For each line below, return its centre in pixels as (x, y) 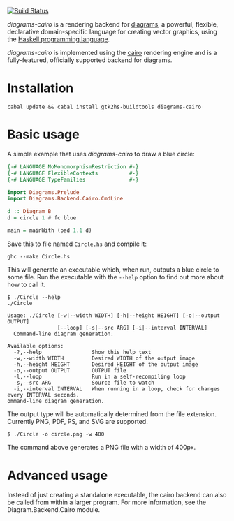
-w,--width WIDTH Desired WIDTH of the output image (104, 358)
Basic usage (43, 134)
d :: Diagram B (29, 212)
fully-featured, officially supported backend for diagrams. (90, 60)
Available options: (36, 346)
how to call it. (27, 284)
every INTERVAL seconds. (43, 395)
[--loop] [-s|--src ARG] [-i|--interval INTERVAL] (132, 328)
